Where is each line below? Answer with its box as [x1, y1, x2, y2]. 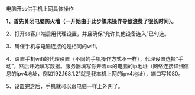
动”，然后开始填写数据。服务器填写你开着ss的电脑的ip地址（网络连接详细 [6, 63, 184, 70]
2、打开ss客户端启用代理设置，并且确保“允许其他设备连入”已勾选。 [6, 30, 170, 37]
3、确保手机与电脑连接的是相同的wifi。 [6, 43, 102, 50]
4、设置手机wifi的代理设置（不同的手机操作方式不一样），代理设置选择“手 [6, 55, 184, 62]
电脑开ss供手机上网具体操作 [6, 5, 74, 12]
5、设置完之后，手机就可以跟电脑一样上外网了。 [6, 83, 123, 90]
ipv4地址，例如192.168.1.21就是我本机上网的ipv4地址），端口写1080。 [16, 70, 184, 77]
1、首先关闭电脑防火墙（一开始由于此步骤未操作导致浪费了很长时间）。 [6, 18, 177, 25]
